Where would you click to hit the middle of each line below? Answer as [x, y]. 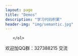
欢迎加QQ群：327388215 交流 [36, 48]
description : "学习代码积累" [34, 19]
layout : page [19, 10]
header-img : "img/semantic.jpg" [39, 24]
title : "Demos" [21, 15]
